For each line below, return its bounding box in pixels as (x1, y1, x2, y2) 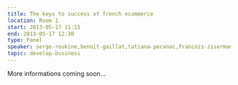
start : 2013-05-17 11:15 (7, 23, 81, 30)
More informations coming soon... (7, 69, 106, 78)
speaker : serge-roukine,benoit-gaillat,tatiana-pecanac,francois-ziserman (7, 43, 233, 50)
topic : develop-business (7, 50, 81, 57)
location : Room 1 (7, 17, 59, 24)
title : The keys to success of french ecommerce (7, 10, 154, 18)
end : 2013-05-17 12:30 (7, 30, 74, 38)
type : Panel (7, 37, 42, 44)
